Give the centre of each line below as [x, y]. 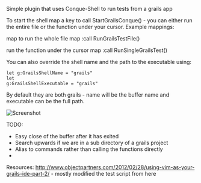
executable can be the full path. [45, 101]
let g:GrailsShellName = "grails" [50, 73]
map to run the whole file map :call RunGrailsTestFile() [73, 38]
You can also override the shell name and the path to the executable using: [99, 62]
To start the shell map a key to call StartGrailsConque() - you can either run [99, 20]
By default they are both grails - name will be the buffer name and [88, 95]
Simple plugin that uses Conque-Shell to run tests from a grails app [89, 9]
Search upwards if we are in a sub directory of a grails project [91, 143]
